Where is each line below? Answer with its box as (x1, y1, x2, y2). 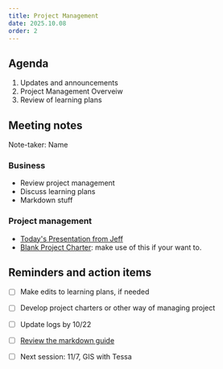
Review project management (19, 178, 115, 188)
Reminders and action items (8, 265, 151, 279)
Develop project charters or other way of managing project (19, 303, 216, 313)
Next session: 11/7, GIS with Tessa (19, 351, 133, 361)
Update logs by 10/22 (19, 319, 92, 329)
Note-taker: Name (8, 140, 68, 149)
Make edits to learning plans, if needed (19, 287, 150, 296)
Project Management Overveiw (19, 86, 123, 97)
